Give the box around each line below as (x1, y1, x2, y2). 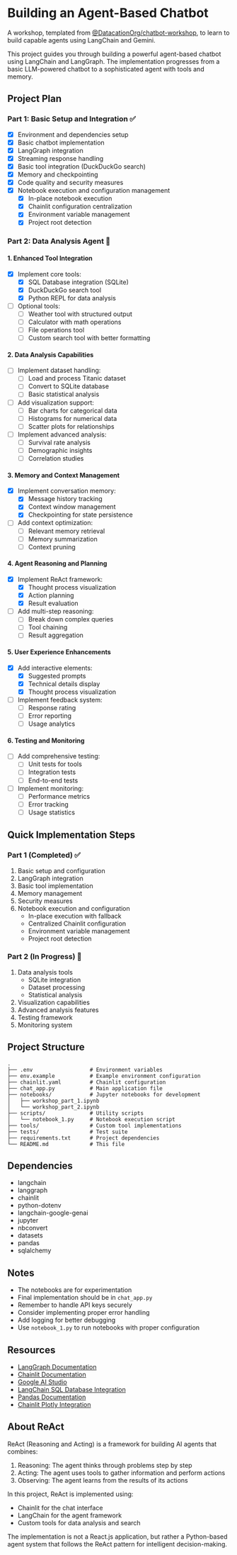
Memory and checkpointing (17, 170, 98, 179)
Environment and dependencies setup (17, 130, 129, 139)
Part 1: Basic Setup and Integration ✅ (7, 114, 137, 124)
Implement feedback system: (17, 695, 103, 704)
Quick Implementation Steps (7, 829, 136, 841)
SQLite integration (28, 975, 81, 984)
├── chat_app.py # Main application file (7, 1084, 163, 1092)
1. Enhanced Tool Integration (7, 254, 93, 262)
